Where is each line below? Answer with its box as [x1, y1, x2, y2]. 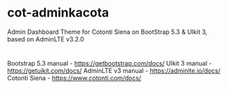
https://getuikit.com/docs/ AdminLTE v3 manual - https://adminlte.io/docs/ [7, 67, 221, 75]
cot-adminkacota [7, 5, 109, 21]
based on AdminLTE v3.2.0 [7, 34, 85, 43]
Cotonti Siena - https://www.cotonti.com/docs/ [7, 74, 142, 82]
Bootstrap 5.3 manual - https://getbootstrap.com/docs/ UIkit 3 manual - [7, 59, 212, 68]
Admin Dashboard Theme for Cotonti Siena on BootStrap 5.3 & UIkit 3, [7, 28, 208, 36]
